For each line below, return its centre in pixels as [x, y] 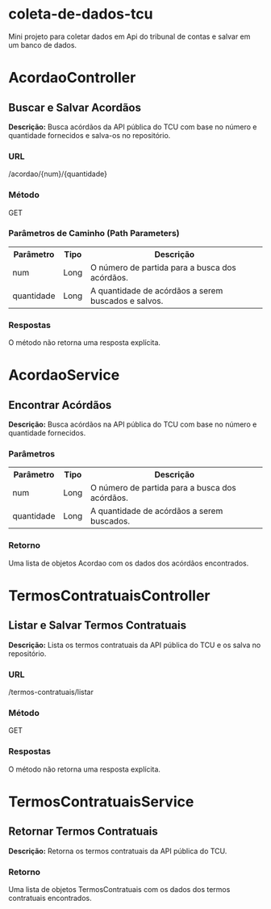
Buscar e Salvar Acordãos [75, 107]
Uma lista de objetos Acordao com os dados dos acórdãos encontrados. [129, 563]
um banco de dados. [43, 44]
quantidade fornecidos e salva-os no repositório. [90, 135]
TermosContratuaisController [109, 595]
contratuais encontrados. [50, 898]
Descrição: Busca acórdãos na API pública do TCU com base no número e [133, 424]
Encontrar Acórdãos [60, 405]
